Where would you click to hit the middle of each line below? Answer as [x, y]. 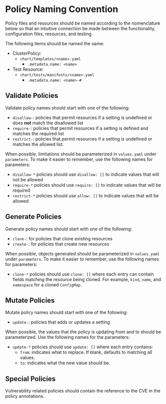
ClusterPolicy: [27, 53]
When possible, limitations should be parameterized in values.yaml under [81, 154]
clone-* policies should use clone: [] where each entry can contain [83, 274]
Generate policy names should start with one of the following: [69, 229]
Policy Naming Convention [62, 9]
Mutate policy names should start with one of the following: [66, 313]
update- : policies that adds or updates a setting [61, 322]
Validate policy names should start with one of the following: [67, 108]
